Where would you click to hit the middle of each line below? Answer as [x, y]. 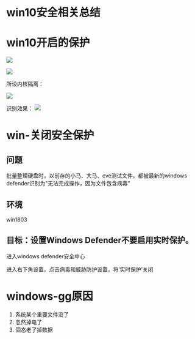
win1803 [17, 219]
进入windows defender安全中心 [46, 256]
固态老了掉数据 [34, 330]
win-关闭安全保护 [50, 136]
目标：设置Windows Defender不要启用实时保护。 [100, 240]
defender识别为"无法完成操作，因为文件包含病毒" [68, 184]
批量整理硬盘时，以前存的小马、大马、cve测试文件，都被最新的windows [97, 176]
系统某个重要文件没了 [42, 314]
